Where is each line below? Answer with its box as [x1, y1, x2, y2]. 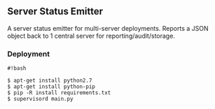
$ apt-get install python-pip [7, 83, 96, 90]
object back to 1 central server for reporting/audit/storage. [7, 31, 175, 40]
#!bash [7, 65, 27, 72]
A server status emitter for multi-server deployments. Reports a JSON [7, 24, 209, 32]
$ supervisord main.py [7, 96, 74, 103]
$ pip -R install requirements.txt [7, 89, 111, 96]
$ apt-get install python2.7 [7, 77, 92, 85]
